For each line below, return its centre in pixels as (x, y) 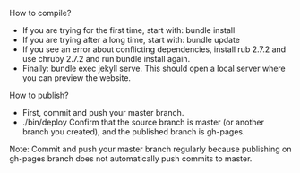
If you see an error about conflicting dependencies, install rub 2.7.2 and (154, 49)
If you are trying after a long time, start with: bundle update (131, 40)
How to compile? (40, 13)
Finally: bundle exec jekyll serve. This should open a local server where (154, 68)
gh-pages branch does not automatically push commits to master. (131, 159)
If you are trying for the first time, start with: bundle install (129, 30)
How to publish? (39, 95)
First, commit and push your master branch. (103, 112)
